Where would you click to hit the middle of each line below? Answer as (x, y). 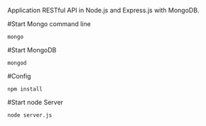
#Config (19, 76)
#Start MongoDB (32, 50)
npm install (25, 89)
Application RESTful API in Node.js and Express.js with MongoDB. (103, 10)
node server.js (30, 115)
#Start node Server (36, 102)
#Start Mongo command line (49, 24)
